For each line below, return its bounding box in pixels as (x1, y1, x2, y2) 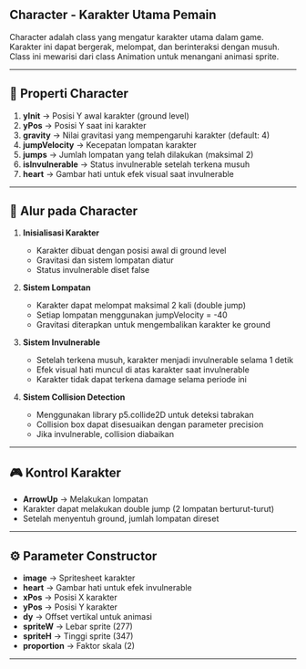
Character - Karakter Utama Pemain (9, 7, 217, 23)
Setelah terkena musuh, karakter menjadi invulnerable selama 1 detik (36, 355, 294, 366)
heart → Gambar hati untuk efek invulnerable (22, 582, 193, 593)
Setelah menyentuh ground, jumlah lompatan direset (22, 513, 219, 524)
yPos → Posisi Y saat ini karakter (22, 120, 147, 131)
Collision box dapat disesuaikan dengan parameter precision (36, 419, 264, 430)
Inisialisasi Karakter (22, 227, 100, 238)
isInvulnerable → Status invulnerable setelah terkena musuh (22, 159, 250, 170)
